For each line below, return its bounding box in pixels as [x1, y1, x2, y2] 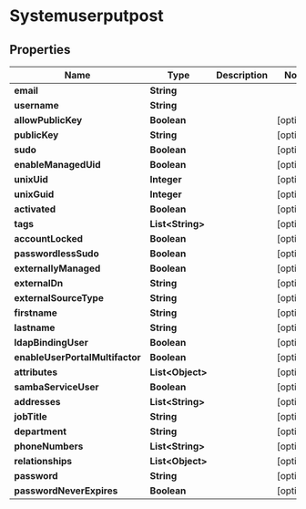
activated [14, 203, 56, 215]
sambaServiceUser [14, 380, 99, 393]
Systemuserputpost [9, 5, 164, 26]
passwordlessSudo [14, 247, 99, 260]
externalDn [14, 277, 64, 289]
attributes [14, 366, 57, 379]
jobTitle [14, 410, 47, 422]
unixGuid [14, 188, 55, 201]
